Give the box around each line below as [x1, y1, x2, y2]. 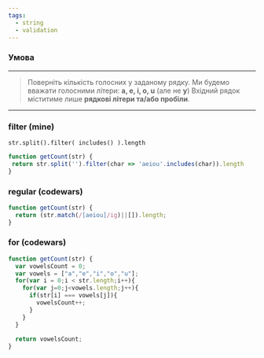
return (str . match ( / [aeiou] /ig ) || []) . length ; [15, 211, 167, 219]
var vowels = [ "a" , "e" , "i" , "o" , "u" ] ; [15, 269, 139, 278]
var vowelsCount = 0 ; [15, 262, 86, 270]
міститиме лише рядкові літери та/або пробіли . [27, 94, 190, 103]
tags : [8, 11, 26, 20]
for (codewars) [8, 237, 67, 248]
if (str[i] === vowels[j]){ [28, 292, 118, 300]
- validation [15, 26, 58, 34]
